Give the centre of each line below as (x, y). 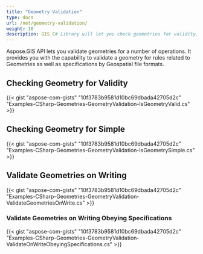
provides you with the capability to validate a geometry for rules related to (98, 58)
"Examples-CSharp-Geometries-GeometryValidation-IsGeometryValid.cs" (98, 104)
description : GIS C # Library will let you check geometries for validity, (102, 34)
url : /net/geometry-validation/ (47, 23)
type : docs (20, 17)
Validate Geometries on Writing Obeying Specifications (89, 218)
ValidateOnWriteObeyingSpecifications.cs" (60, 244)
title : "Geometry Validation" (44, 12)
